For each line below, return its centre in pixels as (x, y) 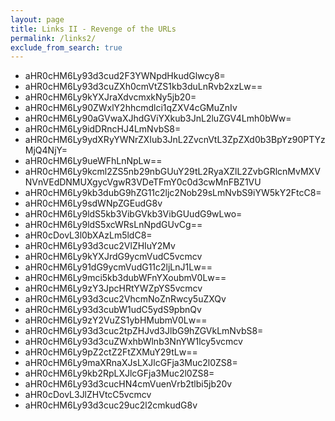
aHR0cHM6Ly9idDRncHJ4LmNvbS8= (103, 129)
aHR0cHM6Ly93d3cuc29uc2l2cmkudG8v (111, 405)
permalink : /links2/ (53, 38)
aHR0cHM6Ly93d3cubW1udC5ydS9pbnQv (113, 310)
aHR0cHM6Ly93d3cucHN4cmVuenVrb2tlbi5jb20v (128, 384)
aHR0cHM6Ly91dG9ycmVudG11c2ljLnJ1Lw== (118, 267)
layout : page (37, 19)
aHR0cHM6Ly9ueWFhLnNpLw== (93, 161)
